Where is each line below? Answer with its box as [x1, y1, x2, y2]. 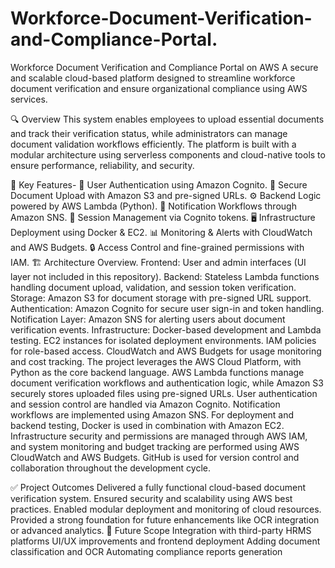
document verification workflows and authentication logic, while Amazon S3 [10, 377, 324, 389]
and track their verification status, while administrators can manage [10, 127, 288, 139]
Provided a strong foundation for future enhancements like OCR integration [10, 513, 320, 526]
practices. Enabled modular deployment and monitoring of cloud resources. [10, 503, 322, 515]
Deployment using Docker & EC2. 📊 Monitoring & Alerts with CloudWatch [10, 226, 313, 238]
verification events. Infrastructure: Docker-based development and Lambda [10, 323, 322, 336]
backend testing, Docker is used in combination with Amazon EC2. [10, 419, 285, 431]
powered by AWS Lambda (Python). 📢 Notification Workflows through [10, 200, 297, 212]
